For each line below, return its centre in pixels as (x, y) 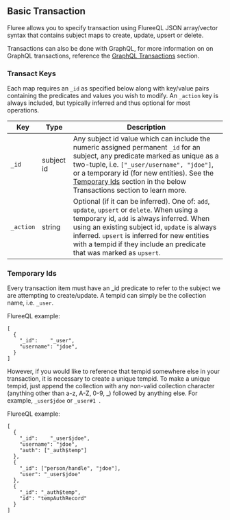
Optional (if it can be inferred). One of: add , (141, 202)
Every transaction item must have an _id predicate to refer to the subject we (114, 288)
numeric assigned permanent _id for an (137, 147)
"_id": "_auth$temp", (50, 493)
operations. (23, 110)
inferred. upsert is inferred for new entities (141, 236)
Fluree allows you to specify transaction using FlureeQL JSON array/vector (113, 27)
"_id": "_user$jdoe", (55, 438)
